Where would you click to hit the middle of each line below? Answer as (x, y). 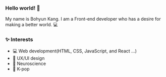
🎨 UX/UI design (29, 58)
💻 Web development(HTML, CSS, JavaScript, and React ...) (75, 51)
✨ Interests (19, 40)
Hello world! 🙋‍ (23, 8)
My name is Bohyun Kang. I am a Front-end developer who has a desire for (83, 19)
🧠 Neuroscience (29, 63)
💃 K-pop (21, 69)
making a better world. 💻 (32, 25)
